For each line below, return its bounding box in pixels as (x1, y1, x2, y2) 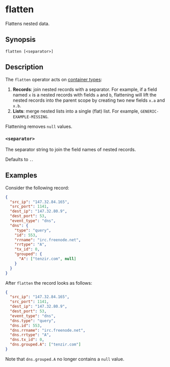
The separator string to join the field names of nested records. (5, 146, 136, 152)
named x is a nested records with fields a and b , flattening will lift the (12, 91, 157, 98)
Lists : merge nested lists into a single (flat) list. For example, (12, 108, 139, 114)
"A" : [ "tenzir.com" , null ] (18, 257, 77, 262)
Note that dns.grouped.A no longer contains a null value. (5, 356, 125, 362)
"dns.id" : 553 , (10, 323, 42, 328)
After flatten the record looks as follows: (5, 280, 92, 286)
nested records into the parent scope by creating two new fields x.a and (12, 97, 165, 103)
